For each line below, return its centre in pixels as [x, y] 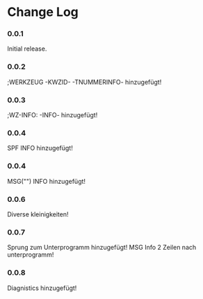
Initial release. [27, 49]
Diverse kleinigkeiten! [38, 214]
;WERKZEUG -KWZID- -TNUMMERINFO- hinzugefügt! [84, 82]
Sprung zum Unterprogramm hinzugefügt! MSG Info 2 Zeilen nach [102, 248]
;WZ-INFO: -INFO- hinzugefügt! [52, 115]
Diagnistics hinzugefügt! [42, 288]
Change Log [43, 12]
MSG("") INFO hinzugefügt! [46, 181]
